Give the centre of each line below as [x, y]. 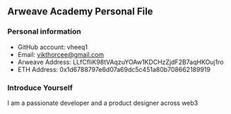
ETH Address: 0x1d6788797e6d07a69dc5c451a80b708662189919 [114, 69]
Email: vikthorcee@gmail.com [61, 54]
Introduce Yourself [40, 87]
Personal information [44, 32]
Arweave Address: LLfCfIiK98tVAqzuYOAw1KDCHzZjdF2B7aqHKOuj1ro [120, 62]
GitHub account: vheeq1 [53, 47]
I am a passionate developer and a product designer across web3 [103, 103]
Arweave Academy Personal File [80, 12]
